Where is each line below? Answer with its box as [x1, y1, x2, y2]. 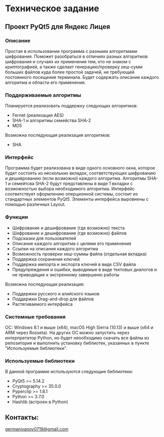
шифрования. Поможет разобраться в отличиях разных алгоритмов [5, 53, 148, 59]
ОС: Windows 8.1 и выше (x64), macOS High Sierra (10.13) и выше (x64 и [5, 324, 153, 331]
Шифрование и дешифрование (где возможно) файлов [12, 230, 127, 236]
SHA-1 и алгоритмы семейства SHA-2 [12, 118, 92, 123]
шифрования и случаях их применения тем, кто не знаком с [5, 58, 131, 64]
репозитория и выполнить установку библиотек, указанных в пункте [5, 340, 149, 346]
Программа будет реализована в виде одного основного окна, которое [5, 165, 155, 171]
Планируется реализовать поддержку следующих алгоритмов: [5, 103, 138, 109]
